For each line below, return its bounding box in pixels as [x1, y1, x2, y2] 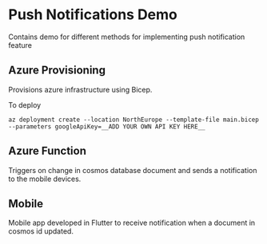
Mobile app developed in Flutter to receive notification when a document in [8, 218, 256, 228]
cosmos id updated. [8, 226, 74, 236]
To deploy [8, 100, 42, 109]
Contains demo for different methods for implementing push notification [8, 32, 245, 41]
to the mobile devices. [8, 174, 82, 183]
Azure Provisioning [8, 64, 106, 77]
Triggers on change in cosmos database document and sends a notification [8, 165, 257, 175]
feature [8, 40, 32, 49]
